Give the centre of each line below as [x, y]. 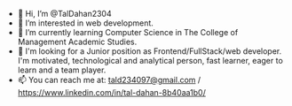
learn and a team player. [62, 70]
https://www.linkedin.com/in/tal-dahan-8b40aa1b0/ [111, 92]
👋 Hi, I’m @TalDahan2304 [65, 14]
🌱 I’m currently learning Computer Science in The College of [128, 32]
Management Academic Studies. [77, 42]
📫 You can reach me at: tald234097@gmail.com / [109, 80]
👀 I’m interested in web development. [85, 23]
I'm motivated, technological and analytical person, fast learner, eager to [150, 61]
